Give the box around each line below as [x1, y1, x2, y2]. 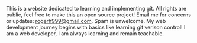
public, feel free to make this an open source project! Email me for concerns [6, 11, 191, 18]
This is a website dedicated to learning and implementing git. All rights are [6, 5, 187, 12]
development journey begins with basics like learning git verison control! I [6, 24, 186, 31]
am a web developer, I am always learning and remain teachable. [6, 30, 164, 37]
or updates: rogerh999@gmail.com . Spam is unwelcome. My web [6, 18, 166, 24]
